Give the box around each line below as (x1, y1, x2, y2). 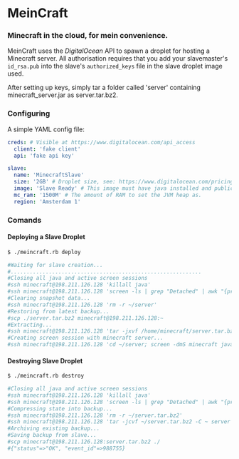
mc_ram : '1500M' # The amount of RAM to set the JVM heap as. (14, 191, 202, 198)
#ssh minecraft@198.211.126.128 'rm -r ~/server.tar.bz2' (7, 412, 183, 419)
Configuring (7, 109, 51, 118)
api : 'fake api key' (14, 152, 75, 159)
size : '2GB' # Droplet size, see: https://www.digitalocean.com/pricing (14, 178, 234, 186)
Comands (7, 215, 42, 225)
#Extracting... (7, 321, 53, 328)
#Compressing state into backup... (7, 405, 113, 412)
